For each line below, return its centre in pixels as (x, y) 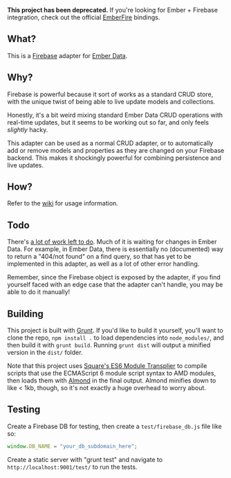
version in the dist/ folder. (45, 353)
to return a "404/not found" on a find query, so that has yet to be (99, 257)
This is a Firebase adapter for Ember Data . (67, 55)
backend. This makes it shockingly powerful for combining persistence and (114, 158)
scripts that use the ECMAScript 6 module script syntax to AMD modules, (112, 374)
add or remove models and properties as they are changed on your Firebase (116, 150)
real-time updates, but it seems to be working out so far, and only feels (108, 122)
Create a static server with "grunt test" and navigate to (85, 459)
